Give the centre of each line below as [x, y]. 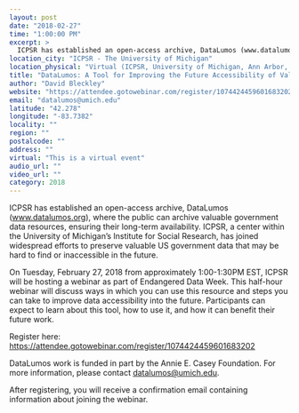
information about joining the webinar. [79, 400]
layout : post [33, 17]
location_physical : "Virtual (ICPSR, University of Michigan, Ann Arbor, [149, 68]
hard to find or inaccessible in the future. [84, 255]
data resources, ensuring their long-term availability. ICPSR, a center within [147, 226]
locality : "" [33, 125]
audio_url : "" [36, 166]
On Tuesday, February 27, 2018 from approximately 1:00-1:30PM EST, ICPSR [149, 273]
